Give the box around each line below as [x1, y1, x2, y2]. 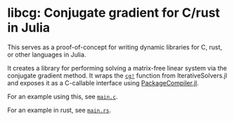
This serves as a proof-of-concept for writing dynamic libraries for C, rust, [7, 43, 223, 51]
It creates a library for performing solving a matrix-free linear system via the [7, 64, 227, 72]
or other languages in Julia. [7, 50, 86, 59]
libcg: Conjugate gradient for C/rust [7, 5, 220, 21]
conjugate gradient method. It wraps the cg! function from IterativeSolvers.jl [7, 71, 228, 80]
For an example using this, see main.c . [7, 92, 118, 101]
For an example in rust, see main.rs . [7, 106, 111, 114]
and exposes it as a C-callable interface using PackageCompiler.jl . [7, 78, 199, 87]
